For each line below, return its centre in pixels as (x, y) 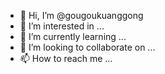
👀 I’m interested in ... (62, 26)
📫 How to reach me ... (66, 58)
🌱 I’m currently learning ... (73, 36)
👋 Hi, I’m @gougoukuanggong (81, 15)
